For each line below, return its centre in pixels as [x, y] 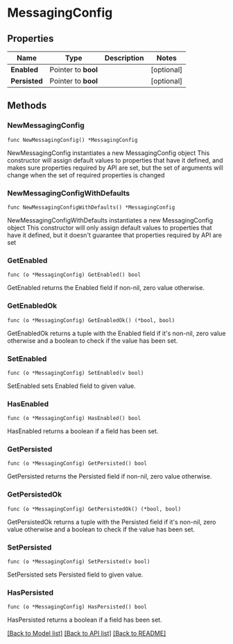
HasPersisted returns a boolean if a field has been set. [85, 620]
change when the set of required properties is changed [86, 175]
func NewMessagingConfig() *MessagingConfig [72, 140]
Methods [27, 106]
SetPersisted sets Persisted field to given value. [75, 574]
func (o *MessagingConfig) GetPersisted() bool [77, 464]
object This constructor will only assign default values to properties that [110, 227]
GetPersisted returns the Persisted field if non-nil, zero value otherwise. [110, 476]
